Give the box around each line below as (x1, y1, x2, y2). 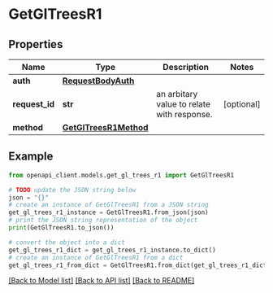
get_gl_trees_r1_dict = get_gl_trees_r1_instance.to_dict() (8, 246, 217, 254)
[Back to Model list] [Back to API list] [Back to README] (8, 276, 195, 286)
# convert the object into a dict (8, 238, 126, 247)
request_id (12, 98, 55, 110)
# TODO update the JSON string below (8, 186, 136, 194)
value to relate (156, 98, 211, 110)
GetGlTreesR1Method (62, 122, 149, 133)
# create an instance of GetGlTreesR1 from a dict (8, 253, 184, 261)
